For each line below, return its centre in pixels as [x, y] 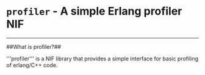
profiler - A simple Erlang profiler [94, 11]
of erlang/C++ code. [32, 65]
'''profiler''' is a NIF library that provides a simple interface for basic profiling [103, 59]
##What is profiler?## [34, 46]
